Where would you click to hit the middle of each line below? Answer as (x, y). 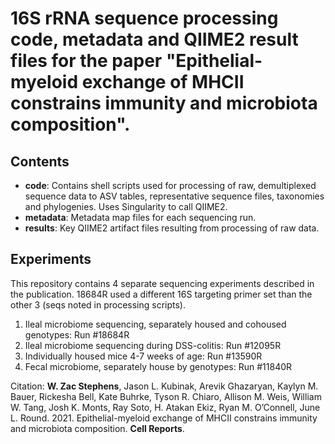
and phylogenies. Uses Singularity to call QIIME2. (126, 206)
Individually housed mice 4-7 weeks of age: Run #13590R (143, 356)
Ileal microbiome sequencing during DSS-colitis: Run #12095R (153, 345)
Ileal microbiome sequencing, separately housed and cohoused (155, 324)
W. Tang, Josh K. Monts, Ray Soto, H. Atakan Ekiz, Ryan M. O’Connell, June (165, 407)
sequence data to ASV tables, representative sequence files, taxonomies (174, 196)
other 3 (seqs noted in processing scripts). (98, 304)
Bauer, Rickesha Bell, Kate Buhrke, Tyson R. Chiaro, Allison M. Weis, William (166, 396)
